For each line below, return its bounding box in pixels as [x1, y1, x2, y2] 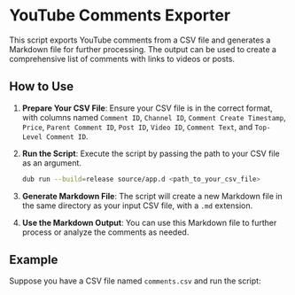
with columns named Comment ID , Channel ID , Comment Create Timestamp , [21, 112, 286, 122]
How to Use [9, 79, 74, 94]
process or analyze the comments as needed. [21, 227, 190, 237]
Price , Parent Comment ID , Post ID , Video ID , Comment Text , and [21, 121, 253, 132]
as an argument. [21, 157, 82, 168]
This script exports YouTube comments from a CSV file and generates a [9, 35, 271, 45]
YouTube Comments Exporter [9, 5, 231, 26]
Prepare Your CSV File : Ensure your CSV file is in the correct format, [21, 103, 273, 113]
